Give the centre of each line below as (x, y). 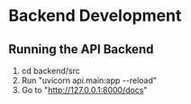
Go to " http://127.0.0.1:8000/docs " (84, 90)
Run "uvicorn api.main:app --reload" (89, 80)
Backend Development (95, 16)
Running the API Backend (81, 49)
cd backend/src (50, 71)
